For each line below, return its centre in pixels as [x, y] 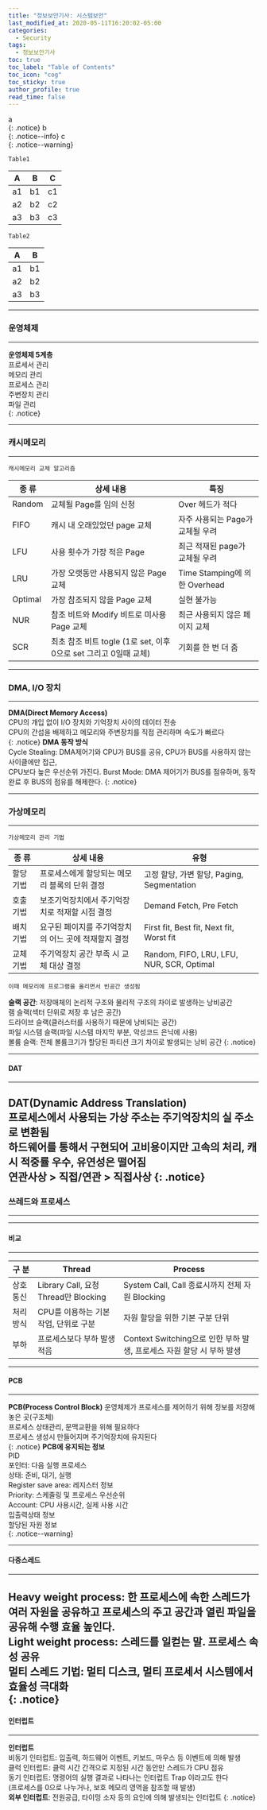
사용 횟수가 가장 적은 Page [98, 551]
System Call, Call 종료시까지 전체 [182, 1285]
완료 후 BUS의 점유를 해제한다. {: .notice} [73, 782]
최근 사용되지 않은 [210, 614]
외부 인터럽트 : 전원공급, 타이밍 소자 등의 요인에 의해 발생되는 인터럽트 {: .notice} [132, 1797]
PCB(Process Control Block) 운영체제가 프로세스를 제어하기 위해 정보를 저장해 [132, 1406]
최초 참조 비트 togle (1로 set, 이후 [111, 641]
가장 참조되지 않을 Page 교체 [102, 599]
